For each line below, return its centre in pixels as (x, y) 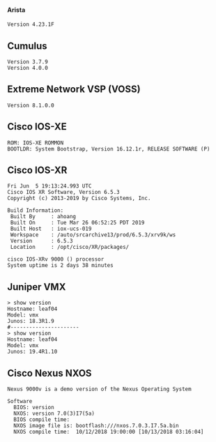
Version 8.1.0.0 (31, 105)
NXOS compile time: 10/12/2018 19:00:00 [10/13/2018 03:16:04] (109, 432)
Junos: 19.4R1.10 (32, 352)
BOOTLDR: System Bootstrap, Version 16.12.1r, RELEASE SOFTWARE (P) (109, 149)
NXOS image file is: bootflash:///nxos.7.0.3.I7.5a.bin (96, 426)
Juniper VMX (37, 287)
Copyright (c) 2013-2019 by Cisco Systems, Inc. (79, 199)
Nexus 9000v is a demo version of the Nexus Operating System (99, 389)
